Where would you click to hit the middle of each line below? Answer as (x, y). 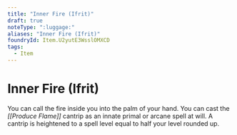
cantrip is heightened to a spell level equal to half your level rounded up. (114, 123)
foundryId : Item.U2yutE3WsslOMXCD (59, 40)
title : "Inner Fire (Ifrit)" (51, 14)
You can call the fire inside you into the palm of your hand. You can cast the (118, 108)
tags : (15, 47)
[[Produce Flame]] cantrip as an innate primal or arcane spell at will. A (110, 116)
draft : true (25, 21)
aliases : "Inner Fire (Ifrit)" (54, 34)
